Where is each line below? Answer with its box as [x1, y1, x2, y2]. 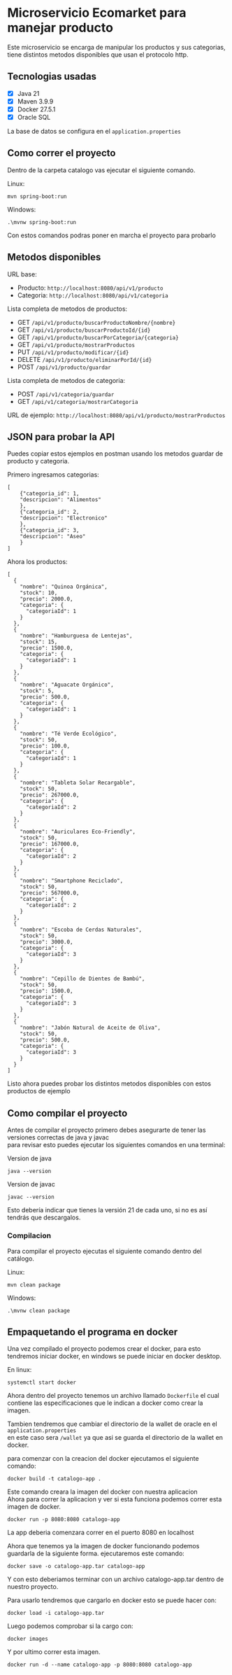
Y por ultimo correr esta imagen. [7, 1648, 101, 1656]
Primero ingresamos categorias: [7, 470, 99, 479]
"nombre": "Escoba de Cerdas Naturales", [20, 926, 142, 934]
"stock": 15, [20, 638, 58, 645]
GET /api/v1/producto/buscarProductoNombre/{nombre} [17, 318, 176, 326]
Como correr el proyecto [7, 147, 116, 159]
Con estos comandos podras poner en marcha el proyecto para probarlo [7, 231, 217, 239]
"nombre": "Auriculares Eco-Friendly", [20, 828, 136, 836]
